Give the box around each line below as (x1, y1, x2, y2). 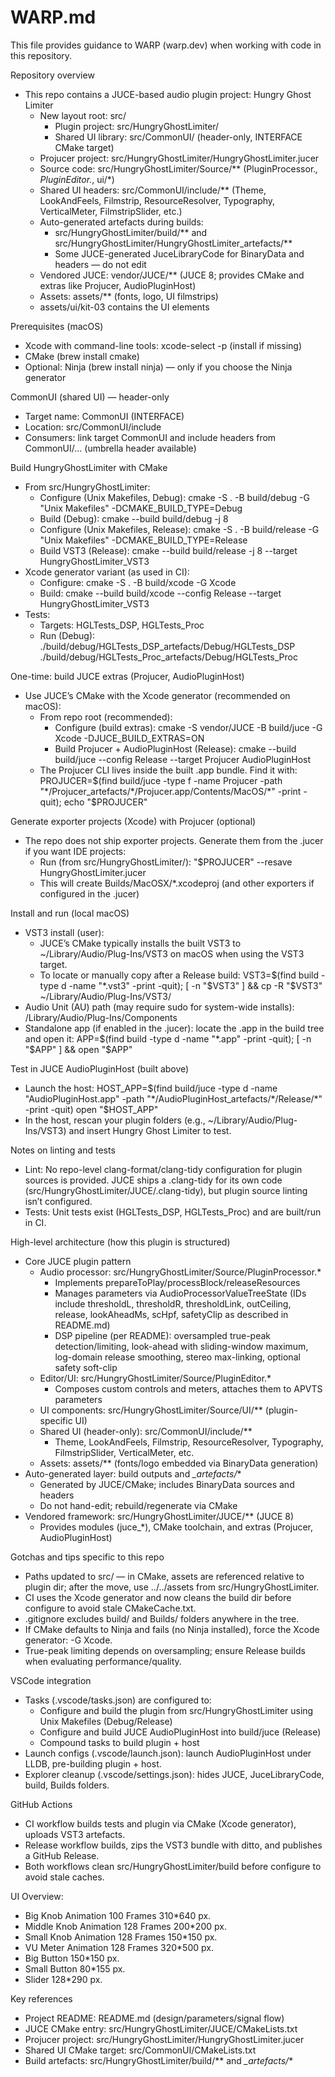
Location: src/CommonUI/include (24, 421, 162, 433)
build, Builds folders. (24, 1779, 110, 1791)
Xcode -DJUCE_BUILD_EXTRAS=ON (54, 732, 205, 744)
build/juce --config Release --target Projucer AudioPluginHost (54, 753, 312, 765)
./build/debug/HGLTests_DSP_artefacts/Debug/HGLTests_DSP (39, 640, 296, 652)
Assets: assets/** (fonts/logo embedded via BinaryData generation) (39, 1457, 319, 1469)
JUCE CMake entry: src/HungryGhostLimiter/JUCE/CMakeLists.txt (24, 2022, 298, 2035)
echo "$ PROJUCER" (63, 796, 148, 808)
